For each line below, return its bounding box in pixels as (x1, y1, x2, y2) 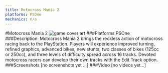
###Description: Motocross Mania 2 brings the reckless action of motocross (5, 35, 163, 41)
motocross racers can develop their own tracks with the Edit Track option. (5, 57, 158, 63)
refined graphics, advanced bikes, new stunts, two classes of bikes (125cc (5, 46, 159, 52)
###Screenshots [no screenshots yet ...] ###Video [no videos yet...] (5, 62, 146, 68)
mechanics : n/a (5, 16, 37, 21)
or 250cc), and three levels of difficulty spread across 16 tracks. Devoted (5, 51, 156, 57)
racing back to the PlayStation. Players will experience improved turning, (5, 41, 155, 47)
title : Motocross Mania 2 (5, 7, 59, 12)
